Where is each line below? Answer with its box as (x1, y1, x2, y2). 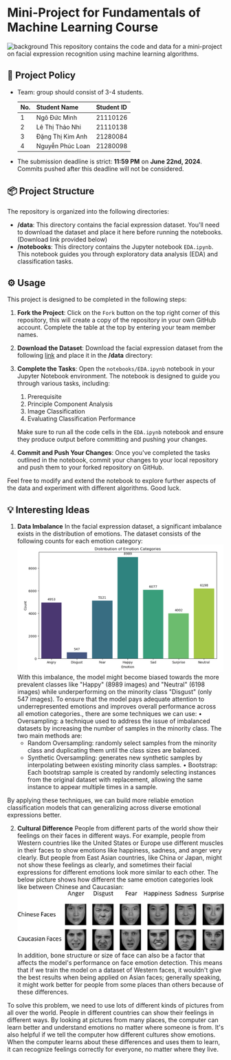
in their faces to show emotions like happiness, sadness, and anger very (16, 846, 222, 855)
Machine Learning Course (7, 19, 159, 35)
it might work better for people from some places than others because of (16, 981, 224, 989)
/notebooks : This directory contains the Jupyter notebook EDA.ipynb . (16, 243, 214, 251)
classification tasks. (16, 257, 74, 265)
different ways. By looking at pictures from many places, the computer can (7, 1016, 219, 1024)
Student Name (36, 103, 79, 112)
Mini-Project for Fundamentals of (7, 5, 201, 21)
